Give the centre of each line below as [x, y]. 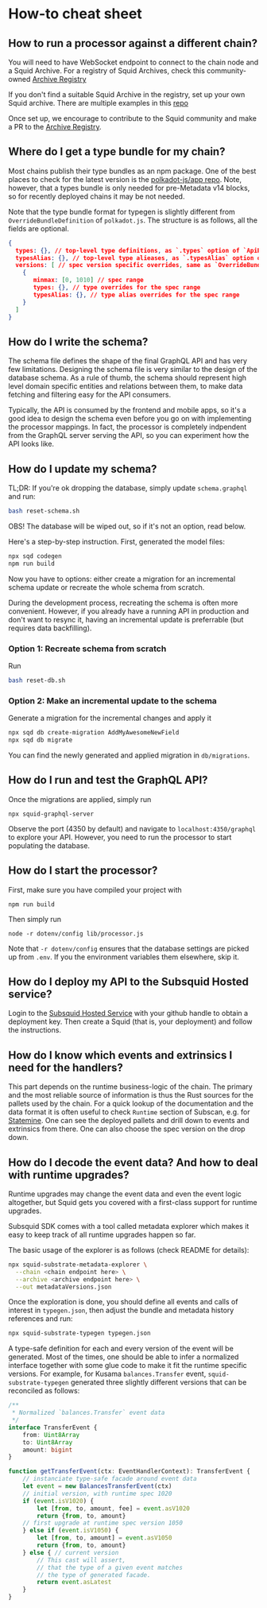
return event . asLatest [74, 1583]
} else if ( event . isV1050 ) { [71, 1531]
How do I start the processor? [83, 871]
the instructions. [35, 1030]
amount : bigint [48, 1450]
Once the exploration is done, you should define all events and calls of [123, 1302]
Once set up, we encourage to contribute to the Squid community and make [132, 118]
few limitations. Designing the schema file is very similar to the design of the [133, 370]
